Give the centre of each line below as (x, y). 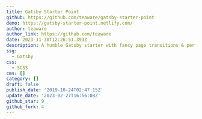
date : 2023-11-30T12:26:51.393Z (47, 40)
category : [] (23, 79)
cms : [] (16, 73)
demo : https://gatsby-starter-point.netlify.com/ (70, 23)
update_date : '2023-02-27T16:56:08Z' (54, 96)
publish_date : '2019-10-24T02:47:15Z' (55, 90)
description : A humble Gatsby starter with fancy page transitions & (95, 46)
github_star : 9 (25, 101)
